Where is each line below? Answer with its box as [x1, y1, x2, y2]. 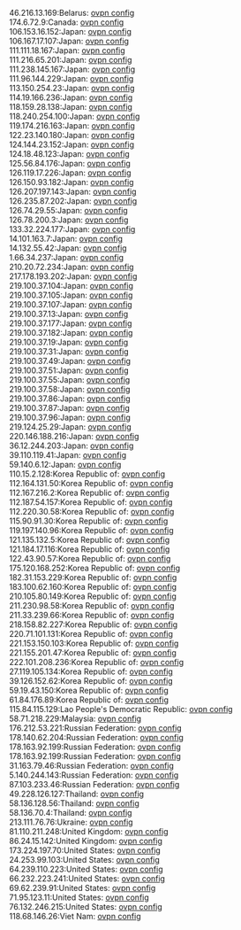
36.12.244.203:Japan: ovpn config [9, 440, 134, 451]
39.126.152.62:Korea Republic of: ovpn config [9, 676, 174, 686]
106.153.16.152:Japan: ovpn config [9, 27, 132, 36]
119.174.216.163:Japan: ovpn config [9, 120, 135, 131]
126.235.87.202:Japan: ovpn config [9, 196, 138, 206]
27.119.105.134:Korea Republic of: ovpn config [9, 666, 174, 677]
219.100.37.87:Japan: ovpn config [9, 403, 130, 413]
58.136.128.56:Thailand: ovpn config [9, 798, 139, 809]
